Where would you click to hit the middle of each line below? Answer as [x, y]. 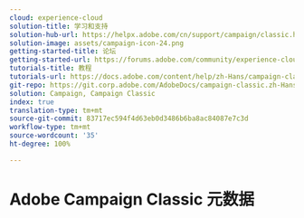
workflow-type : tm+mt [50, 128]
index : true [32, 102]
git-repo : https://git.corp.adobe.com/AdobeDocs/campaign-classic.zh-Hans [153, 85]
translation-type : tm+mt [56, 110]
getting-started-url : [50, 60]
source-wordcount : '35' [54, 136]
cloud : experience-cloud [56, 18]
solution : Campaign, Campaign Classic [82, 93]
